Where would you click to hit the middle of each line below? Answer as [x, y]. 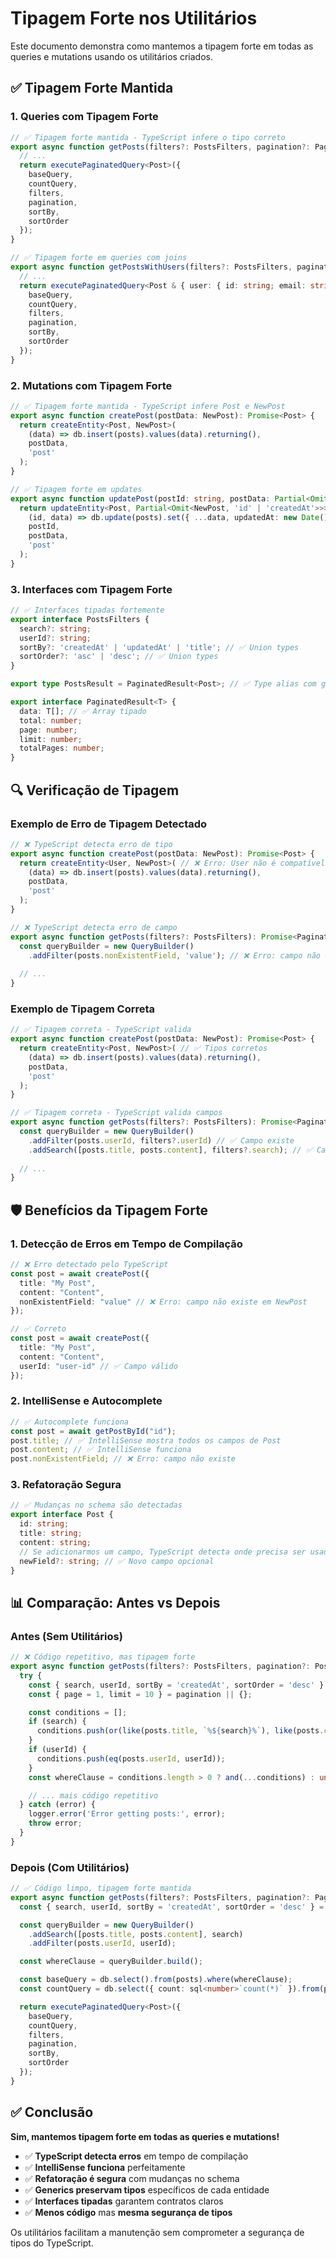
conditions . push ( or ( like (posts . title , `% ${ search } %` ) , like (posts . [180, 1731]
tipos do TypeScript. [52, 2243]
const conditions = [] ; [78, 1712]
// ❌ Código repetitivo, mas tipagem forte [103, 1657]
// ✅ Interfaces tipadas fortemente [87, 610]
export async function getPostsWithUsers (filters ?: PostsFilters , [151, 267]
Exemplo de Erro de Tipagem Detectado [109, 824]
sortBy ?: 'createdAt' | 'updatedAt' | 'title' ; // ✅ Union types [159, 647]
